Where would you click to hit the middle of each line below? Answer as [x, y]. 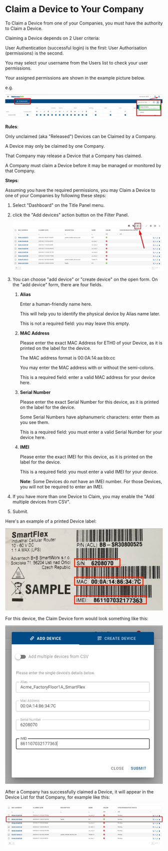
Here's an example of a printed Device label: [51, 521]
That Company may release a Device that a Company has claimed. [74, 156]
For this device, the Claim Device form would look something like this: [77, 618]
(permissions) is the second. [34, 53]
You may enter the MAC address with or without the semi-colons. [87, 367]
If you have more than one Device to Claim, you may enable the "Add [83, 496]
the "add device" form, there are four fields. [57, 284]
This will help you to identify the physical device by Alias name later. [90, 313]
